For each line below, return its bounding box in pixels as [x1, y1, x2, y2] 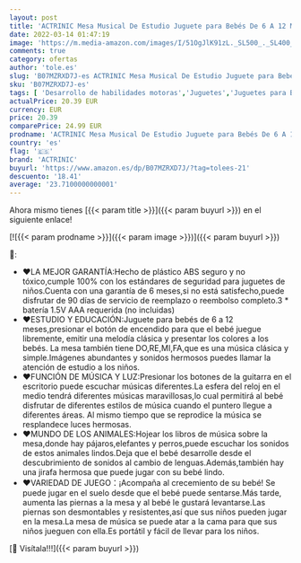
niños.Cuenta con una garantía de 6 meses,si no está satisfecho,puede [21, 286, 285, 296]
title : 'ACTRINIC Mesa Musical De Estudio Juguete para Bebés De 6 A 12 [9, 22, 287, 31]
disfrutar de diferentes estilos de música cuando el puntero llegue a [21, 400, 272, 411]
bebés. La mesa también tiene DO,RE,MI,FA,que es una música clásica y [21, 343, 289, 354]
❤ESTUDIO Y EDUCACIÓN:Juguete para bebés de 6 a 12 [21, 314, 234, 325]
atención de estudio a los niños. [21, 362, 141, 373]
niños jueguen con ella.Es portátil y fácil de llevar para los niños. [21, 526, 260, 537]
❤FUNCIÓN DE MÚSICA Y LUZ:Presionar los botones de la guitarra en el [21, 372, 292, 383]
